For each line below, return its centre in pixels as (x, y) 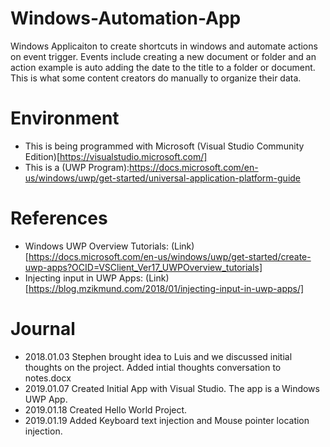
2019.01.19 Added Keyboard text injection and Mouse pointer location (167, 420)
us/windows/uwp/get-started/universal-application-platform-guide (163, 178)
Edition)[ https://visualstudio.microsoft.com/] (116, 156)
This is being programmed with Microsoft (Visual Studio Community (164, 146)
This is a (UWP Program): (77, 167)
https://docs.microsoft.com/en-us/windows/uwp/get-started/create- (170, 256)
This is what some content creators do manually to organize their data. (156, 78)
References (59, 218)
